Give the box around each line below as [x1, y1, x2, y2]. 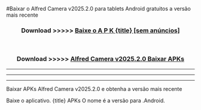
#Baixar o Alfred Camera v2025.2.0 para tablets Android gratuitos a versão [6, 5, 191, 12]
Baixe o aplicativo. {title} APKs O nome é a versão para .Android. [6, 97, 166, 104]
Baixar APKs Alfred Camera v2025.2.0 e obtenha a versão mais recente [6, 85, 182, 92]
